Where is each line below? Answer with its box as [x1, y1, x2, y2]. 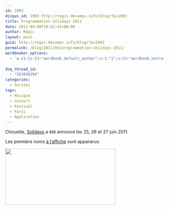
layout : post [5, 35, 33, 40]
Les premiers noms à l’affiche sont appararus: [5, 138, 101, 145]
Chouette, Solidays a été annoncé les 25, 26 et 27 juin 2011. [5, 129, 129, 135]
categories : [5, 77, 30, 83]
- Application [10, 114, 39, 119]
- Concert [10, 98, 30, 103]
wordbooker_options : [5, 50, 49, 55]
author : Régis [5, 29, 35, 35]
